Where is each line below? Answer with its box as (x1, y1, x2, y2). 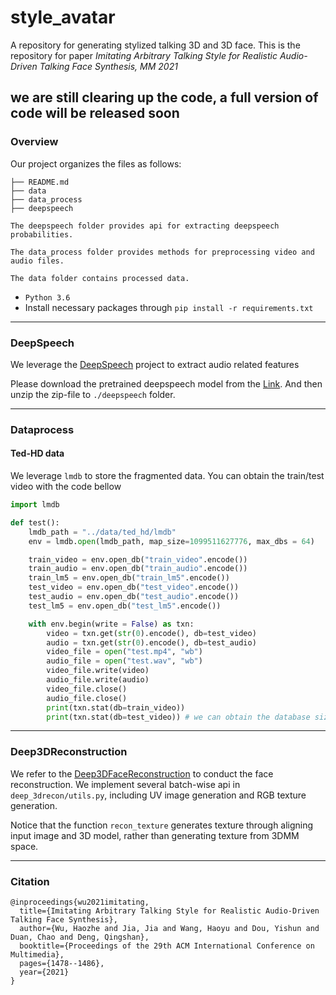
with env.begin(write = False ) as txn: (28, 619, 195, 629)
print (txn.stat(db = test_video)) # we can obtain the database (46, 712, 311, 722)
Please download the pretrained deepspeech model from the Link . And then (10, 377, 323, 390)
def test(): (10, 517, 60, 528)
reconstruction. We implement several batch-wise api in (10, 778, 241, 790)
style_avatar (10, 6, 116, 29)
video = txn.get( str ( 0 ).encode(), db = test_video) (46, 628, 257, 638)
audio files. (10, 256, 65, 266)
